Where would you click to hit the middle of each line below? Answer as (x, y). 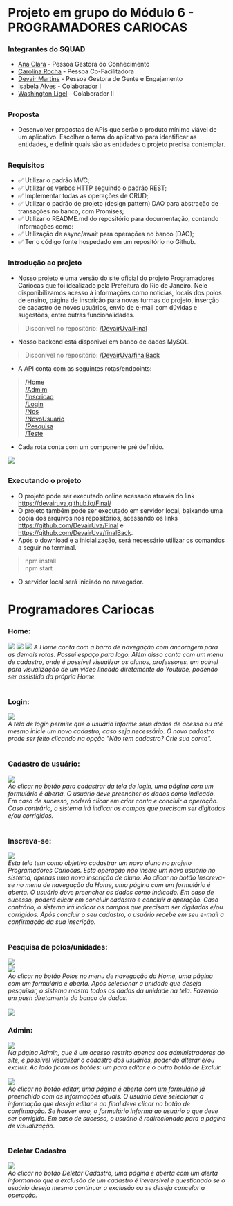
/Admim (36, 389)
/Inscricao (39, 396)
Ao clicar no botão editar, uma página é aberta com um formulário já (106, 1089)
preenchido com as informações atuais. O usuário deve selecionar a (106, 1096)
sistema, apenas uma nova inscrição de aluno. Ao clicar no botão (102, 877)
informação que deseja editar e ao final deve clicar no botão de (99, 1103)
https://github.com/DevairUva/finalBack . (75, 532)
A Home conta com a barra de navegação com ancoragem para (126, 647)
